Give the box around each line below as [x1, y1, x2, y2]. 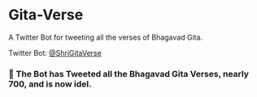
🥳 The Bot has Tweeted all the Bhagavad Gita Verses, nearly [8, 68, 250, 79]
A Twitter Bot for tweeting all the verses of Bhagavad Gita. [8, 32, 203, 42]
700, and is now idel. [8, 78, 92, 90]
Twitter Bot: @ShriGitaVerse [8, 48, 102, 57]
